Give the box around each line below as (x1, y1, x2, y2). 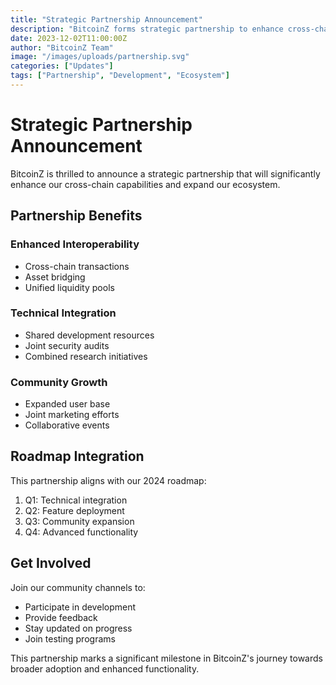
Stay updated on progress (24, 622, 133, 634)
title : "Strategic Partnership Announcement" (10, 14, 203, 25)
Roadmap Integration (10, 448, 145, 465)
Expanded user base (24, 398, 111, 410)
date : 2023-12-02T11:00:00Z (10, 33, 128, 43)
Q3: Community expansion (24, 515, 135, 527)
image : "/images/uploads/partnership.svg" (10, 52, 190, 62)
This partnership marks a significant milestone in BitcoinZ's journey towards (10, 652, 323, 664)
